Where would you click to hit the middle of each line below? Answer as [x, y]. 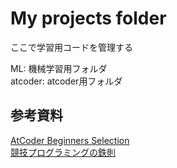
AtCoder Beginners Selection [70, 140]
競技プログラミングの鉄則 [63, 152]
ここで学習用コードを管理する [71, 47]
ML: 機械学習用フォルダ [59, 68]
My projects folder [88, 18]
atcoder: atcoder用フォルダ [66, 81]
